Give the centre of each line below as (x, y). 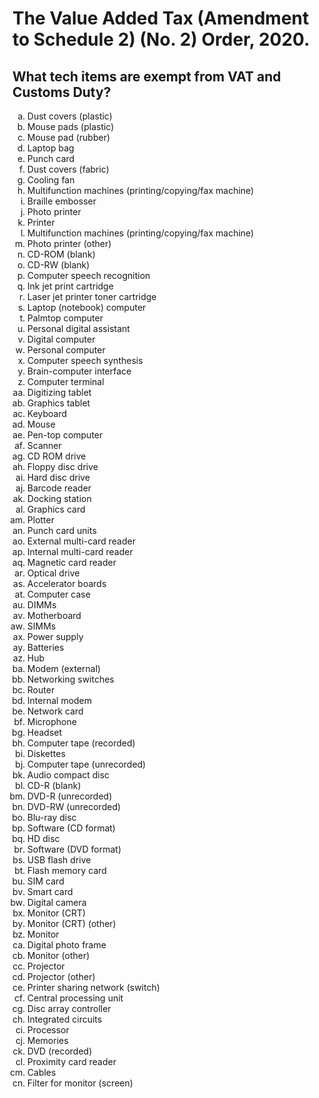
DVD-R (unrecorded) (69, 796)
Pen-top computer (65, 435)
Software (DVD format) (74, 849)
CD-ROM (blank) (61, 254)
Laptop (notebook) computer (86, 307)
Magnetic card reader (71, 562)
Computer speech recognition (88, 275)
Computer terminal (65, 381)
